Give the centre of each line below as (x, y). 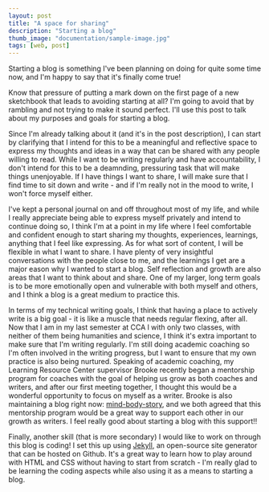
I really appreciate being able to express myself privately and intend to (124, 218)
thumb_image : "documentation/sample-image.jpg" (90, 38)
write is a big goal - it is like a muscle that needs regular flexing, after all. (128, 319)
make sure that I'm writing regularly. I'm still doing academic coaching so (129, 344)
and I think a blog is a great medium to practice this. (94, 295)
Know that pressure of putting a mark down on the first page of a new (124, 92)
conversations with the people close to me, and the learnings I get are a (127, 260)
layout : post (30, 16)
